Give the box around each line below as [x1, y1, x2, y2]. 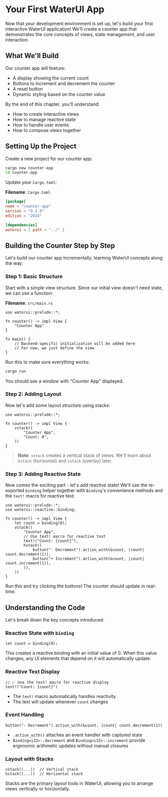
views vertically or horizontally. [5, 786, 70, 792]
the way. [5, 260, 23, 266]
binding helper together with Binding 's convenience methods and [25, 487, 163, 494]
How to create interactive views [12, 111, 79, 117]
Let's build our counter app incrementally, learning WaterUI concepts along [5, 255, 163, 261]
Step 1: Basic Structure [5, 273, 63, 280]
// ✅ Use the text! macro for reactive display [5, 680, 109, 685]
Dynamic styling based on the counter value [12, 91, 105, 97]
